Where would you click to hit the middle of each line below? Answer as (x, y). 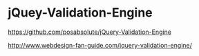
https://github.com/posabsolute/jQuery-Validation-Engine (90, 32)
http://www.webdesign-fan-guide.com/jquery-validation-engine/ (100, 45)
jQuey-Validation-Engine (80, 13)
